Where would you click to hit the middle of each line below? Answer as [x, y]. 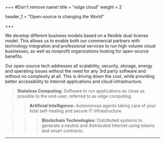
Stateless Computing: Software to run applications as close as [81, 91]
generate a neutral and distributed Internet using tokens [98, 125]
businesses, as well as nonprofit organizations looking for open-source [77, 51]
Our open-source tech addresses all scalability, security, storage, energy [79, 66]
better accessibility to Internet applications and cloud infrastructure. [74, 81]
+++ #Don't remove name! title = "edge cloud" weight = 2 [63, 7]
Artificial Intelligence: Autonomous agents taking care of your [93, 106]
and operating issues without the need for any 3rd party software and [76, 71]
